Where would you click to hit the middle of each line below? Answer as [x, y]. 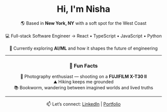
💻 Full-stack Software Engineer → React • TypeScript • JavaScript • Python [83, 36]
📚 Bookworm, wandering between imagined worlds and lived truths [83, 88]
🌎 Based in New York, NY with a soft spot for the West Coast [83, 23]
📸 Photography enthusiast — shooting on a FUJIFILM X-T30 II [83, 77]
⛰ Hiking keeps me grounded [83, 82]
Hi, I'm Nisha [83, 9]
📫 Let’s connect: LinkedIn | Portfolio [83, 104]
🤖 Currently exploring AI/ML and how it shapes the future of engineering [83, 48]
